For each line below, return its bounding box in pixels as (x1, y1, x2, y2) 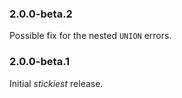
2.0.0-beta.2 (9, 7, 73, 21)
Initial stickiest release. (9, 77, 104, 89)
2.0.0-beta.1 (9, 55, 71, 69)
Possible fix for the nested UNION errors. (9, 30, 172, 42)
